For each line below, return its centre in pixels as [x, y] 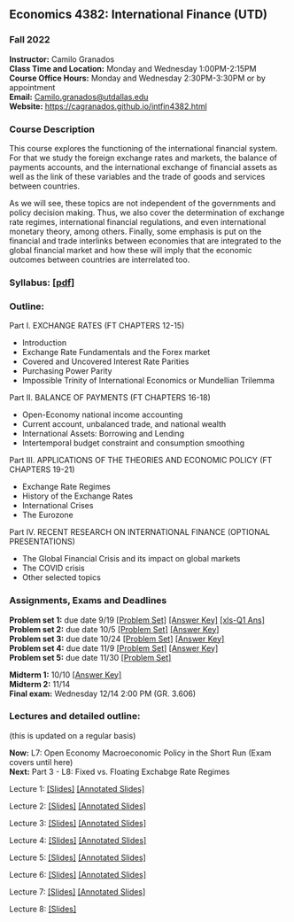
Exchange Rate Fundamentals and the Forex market [116, 353]
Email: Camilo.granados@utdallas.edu [79, 97]
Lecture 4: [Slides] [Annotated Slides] [78, 840]
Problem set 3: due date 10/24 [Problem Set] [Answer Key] [117, 639]
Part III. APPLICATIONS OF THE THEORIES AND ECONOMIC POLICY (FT [141, 461]
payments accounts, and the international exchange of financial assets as [143, 167]
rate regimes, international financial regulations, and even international [138, 221]
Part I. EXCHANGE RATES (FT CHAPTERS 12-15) [97, 326]
